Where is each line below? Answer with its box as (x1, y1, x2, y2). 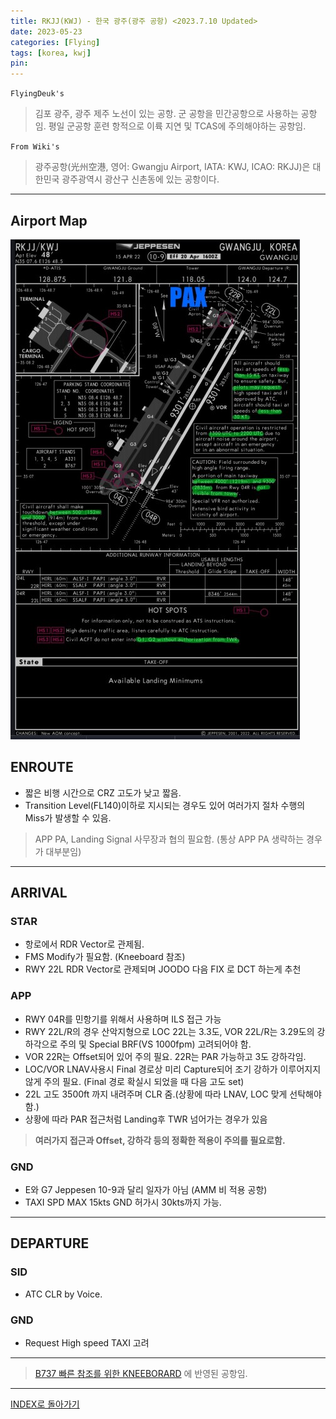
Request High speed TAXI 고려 (24, 1337, 150, 1349)
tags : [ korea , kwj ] (10, 48, 92, 58)
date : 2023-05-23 (10, 26, 83, 37)
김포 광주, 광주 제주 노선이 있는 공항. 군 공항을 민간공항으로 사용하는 (34, 108, 299, 120)
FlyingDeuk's (10, 89, 65, 99)
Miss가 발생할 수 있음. (24, 811, 112, 824)
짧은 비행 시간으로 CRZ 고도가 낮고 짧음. (24, 786, 182, 799)
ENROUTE (10, 759, 74, 776)
